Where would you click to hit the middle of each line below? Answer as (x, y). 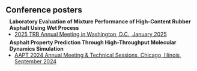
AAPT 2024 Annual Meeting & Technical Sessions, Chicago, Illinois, (98, 55)
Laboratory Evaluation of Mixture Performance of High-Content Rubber (100, 21)
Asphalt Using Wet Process (44, 28)
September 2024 (35, 61)
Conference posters (44, 10)
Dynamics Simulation (36, 49)
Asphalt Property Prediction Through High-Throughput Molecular (93, 42)
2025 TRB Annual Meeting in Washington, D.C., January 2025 (90, 34)
